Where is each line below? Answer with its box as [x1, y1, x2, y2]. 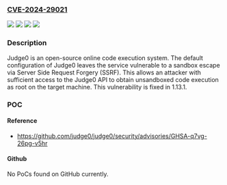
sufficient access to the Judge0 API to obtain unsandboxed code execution [7, 75, 219, 83]
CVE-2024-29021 [7, 5, 68, 14]
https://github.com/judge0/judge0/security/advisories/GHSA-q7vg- [16, 132, 207, 140]
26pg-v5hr [16, 139, 48, 147]
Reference [7, 117, 38, 125]
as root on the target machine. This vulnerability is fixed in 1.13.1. [7, 83, 187, 91]
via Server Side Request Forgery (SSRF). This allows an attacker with [7, 68, 202, 76]
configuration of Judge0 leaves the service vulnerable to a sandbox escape [7, 61, 220, 69]
